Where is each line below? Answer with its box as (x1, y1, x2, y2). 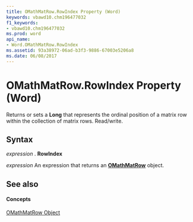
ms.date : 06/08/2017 (6, 53, 58, 59)
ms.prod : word (6, 31, 42, 37)
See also (6, 179, 39, 189)
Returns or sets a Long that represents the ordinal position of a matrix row (6, 111, 187, 118)
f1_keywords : (6, 20, 39, 26)
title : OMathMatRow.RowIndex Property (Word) (6, 8, 121, 15)
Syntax (6, 135, 33, 145)
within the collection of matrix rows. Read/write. (6, 117, 124, 124)
